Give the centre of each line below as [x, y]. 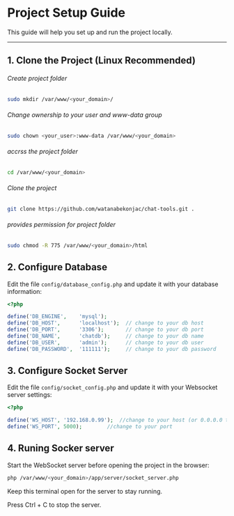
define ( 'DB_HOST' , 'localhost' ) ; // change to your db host [106, 323]
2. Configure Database [57, 267]
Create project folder [37, 78]
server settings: [30, 395]
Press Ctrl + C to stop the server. [54, 505]
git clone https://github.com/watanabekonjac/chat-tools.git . [101, 209]
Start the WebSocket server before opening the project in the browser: [108, 465]
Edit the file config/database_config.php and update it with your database [113, 284]
